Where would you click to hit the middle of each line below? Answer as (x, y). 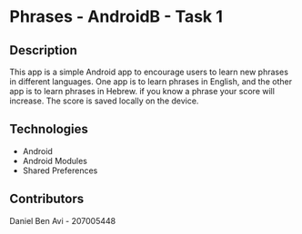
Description (43, 50)
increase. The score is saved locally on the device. (104, 101)
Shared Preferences (60, 171)
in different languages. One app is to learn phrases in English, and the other (151, 82)
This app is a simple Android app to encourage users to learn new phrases (149, 72)
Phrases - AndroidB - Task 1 (116, 17)
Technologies (49, 129)
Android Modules (55, 161)
